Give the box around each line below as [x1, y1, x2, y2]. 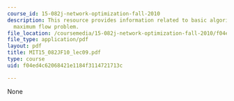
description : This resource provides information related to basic [7, 17, 208, 24]
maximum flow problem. [13, 23, 79, 30]
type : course [7, 56, 45, 63]
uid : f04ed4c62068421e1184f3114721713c [7, 62, 123, 69]
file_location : [7, 29, 52, 37]
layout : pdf [7, 42, 42, 49]
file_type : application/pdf [7, 36, 89, 43]
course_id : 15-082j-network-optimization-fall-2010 [7, 10, 160, 17]
